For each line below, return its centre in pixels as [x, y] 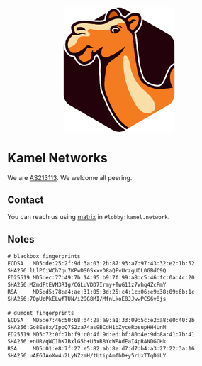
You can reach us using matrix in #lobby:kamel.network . [89, 217]
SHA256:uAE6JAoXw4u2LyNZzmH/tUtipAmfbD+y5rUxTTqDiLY [87, 356]
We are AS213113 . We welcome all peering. [70, 177]
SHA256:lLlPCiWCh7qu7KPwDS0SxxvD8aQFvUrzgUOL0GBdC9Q [87, 271]
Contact [26, 200]
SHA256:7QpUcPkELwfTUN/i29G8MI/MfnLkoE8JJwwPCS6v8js [87, 299]
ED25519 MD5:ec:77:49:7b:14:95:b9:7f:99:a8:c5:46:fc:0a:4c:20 [101, 278]
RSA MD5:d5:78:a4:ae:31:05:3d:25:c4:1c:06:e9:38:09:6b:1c [101, 292]
